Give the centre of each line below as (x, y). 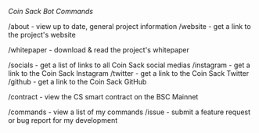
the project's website (42, 35)
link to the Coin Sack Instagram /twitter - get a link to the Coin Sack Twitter (129, 73)
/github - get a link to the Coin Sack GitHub (77, 82)
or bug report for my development (63, 120)
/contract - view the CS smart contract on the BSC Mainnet (103, 97)
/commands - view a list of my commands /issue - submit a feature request (129, 112)
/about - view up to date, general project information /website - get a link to (130, 26)
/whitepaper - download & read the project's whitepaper (99, 50)
